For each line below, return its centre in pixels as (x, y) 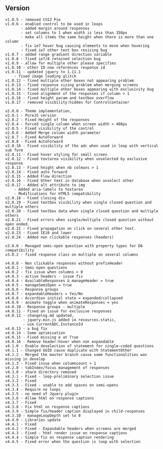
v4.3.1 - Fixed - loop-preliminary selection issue (59, 376)
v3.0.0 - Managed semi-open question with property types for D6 (74, 246)
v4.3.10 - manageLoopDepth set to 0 (43, 415)
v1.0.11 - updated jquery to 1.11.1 (43, 72)
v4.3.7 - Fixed (21, 402)
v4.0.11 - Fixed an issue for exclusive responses (58, 311)
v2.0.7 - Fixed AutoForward (34, 137)
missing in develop (25, 359)
